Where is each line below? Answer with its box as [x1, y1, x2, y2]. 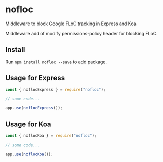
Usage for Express [5, 74, 65, 82]
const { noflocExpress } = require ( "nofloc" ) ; [5, 87, 106, 92]
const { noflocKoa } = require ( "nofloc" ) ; [5, 133, 97, 138]
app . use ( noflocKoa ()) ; [5, 152, 53, 157]
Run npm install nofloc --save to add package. [5, 59, 107, 65]
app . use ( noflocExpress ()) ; [5, 106, 63, 111]
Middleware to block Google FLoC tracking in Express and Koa [5, 20, 137, 27]
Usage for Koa [5, 120, 51, 128]
